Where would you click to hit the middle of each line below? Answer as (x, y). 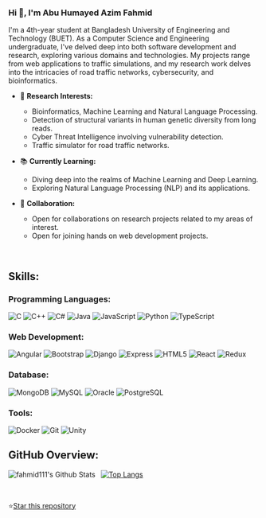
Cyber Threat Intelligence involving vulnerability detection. (128, 137)
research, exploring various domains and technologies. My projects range (129, 56)
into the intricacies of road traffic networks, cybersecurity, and (111, 72)
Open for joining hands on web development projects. (120, 236)
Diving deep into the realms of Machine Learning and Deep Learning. (145, 180)
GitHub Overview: (54, 456)
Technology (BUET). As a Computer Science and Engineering (109, 38)
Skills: (24, 277)
